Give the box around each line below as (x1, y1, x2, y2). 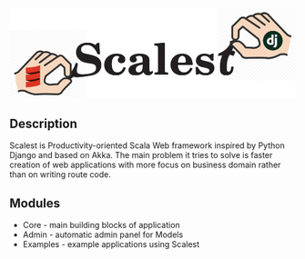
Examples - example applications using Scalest (22, 238, 200, 249)
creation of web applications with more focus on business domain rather (9, 159, 281, 171)
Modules (9, 195, 61, 211)
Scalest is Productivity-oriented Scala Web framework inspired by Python (9, 140, 285, 151)
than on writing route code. (9, 169, 111, 180)
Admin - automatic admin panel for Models (22, 229, 184, 240)
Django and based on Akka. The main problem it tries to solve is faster (9, 150, 273, 161)
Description (9, 115, 77, 131)
